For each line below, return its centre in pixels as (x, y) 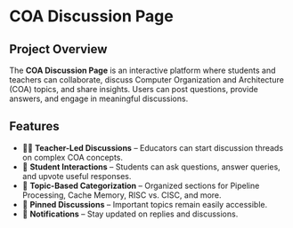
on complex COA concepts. (72, 157)
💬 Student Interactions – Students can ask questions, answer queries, (151, 167)
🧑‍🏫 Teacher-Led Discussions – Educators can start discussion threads (152, 147)
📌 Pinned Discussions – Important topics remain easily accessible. (145, 204)
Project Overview (58, 49)
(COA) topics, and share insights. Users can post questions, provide (134, 89)
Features (34, 126)
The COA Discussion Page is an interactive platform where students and (142, 70)
